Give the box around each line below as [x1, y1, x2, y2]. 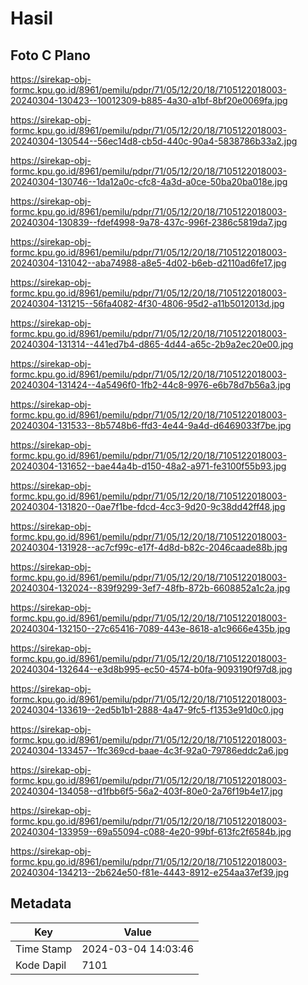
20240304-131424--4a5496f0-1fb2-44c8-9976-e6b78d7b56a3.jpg [10, 379, 292, 391]
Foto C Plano [10, 47, 91, 64]
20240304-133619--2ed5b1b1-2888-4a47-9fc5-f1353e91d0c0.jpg [10, 704, 285, 716]
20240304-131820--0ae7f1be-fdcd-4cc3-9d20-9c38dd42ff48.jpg [10, 501, 286, 512]
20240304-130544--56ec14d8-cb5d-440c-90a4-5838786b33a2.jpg [10, 135, 298, 147]
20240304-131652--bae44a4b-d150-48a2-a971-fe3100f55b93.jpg [10, 460, 287, 472]
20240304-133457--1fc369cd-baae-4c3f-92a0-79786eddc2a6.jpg [10, 745, 289, 756]
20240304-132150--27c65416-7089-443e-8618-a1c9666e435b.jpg [10, 623, 291, 634]
